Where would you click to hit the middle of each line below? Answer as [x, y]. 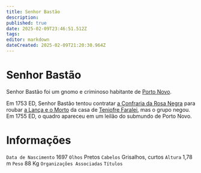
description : [22, 17]
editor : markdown [28, 40]
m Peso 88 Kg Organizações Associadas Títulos [64, 163]
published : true [26, 23]
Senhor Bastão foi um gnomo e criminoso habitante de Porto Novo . [89, 91]
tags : [13, 34]
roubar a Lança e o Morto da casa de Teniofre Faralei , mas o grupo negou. [98, 109]
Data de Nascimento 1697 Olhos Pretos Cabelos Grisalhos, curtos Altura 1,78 [100, 157]
